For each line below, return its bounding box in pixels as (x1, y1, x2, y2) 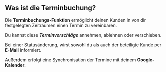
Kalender (5, 62, 25, 68)
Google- (137, 57, 155, 63)
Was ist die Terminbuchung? (5, 4, 96, 12)
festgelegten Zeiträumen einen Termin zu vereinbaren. (5, 22, 117, 28)
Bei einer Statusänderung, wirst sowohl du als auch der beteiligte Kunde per (5, 42, 162, 48)
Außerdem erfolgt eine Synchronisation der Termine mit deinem (5, 57, 136, 63)
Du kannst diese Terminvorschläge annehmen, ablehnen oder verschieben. (5, 32, 162, 38)
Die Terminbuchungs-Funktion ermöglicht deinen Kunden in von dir (5, 17, 146, 23)
